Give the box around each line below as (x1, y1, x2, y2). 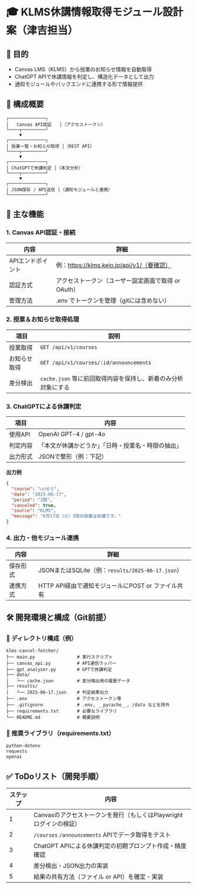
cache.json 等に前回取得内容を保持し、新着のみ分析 (40, 374, 184, 383)
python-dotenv (6, 743, 41, 749)
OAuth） (56, 285, 80, 293)
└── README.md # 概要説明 (6, 715, 100, 721)
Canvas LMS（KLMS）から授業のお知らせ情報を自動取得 (14, 66, 152, 72)
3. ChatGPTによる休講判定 (6, 402, 81, 410)
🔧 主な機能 (6, 210, 44, 220)
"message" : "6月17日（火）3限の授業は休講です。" (11, 513, 121, 519)
